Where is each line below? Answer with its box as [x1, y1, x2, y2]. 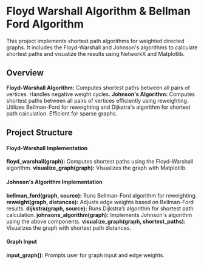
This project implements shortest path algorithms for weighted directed [6, 37, 185, 44]
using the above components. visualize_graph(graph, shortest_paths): [6, 218, 186, 225]
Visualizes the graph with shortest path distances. [6, 224, 132, 232]
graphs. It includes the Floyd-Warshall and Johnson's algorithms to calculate [6, 44, 198, 51]
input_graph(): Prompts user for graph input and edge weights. [6, 251, 165, 259]
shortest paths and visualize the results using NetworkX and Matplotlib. [6, 50, 185, 57]
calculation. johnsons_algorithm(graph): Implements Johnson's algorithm [6, 211, 192, 218]
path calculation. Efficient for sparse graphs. [6, 109, 117, 117]
